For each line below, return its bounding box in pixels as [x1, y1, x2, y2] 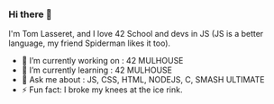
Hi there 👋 [8, 8, 53, 21]
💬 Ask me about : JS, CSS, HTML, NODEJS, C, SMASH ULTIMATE [21, 74, 265, 85]
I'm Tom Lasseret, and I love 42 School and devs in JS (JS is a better [8, 29, 264, 39]
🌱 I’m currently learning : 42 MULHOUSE [21, 65, 173, 75]
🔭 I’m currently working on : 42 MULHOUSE [21, 56, 184, 66]
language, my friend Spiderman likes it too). [8, 38, 171, 48]
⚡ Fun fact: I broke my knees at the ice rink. [21, 84, 183, 95]
